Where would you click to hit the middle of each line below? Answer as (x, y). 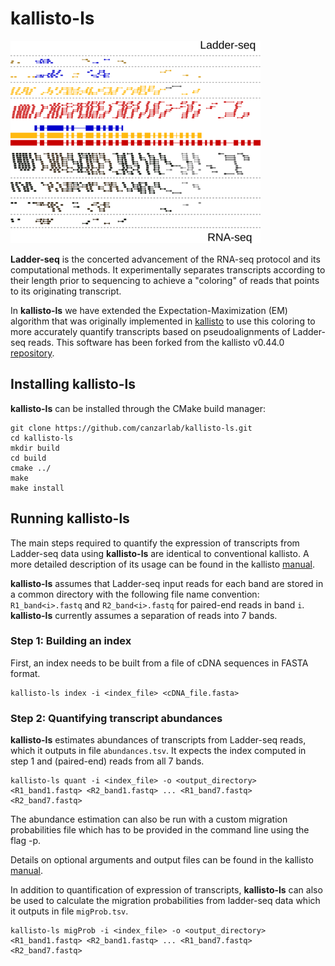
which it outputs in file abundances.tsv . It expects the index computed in (158, 751)
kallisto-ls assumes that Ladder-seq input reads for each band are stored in (167, 583)
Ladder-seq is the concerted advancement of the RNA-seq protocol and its (165, 259)
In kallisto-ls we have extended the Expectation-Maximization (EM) (149, 310)
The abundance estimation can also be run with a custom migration (149, 819)
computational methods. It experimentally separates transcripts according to (168, 269)
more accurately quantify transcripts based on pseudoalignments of (150, 331)
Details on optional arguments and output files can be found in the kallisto (162, 860)
